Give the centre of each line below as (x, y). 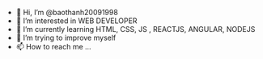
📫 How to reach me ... (53, 47)
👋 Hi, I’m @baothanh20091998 (67, 12)
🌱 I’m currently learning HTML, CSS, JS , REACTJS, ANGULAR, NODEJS (136, 29)
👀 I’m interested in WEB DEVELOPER (76, 21)
